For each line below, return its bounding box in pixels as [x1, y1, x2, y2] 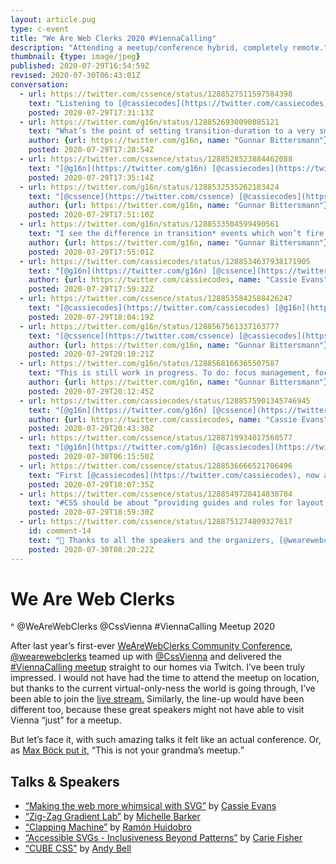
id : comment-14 [28, 526, 92, 536]
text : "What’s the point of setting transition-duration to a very [28, 126, 315, 136]
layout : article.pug [10, 14, 97, 25]
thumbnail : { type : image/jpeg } [10, 52, 141, 62]
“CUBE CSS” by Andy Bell [24, 842, 132, 855]
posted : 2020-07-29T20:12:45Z [28, 386, 155, 396]
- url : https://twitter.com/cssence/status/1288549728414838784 [19, 489, 293, 499]
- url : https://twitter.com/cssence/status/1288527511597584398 [19, 89, 293, 99]
